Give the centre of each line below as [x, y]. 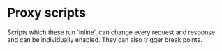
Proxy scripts [46, 13]
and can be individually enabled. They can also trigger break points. [105, 39]
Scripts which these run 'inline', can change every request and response [111, 32]
